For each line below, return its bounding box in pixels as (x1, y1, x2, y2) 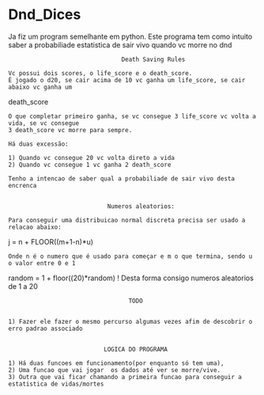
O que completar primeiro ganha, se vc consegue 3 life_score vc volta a (8, 112, 257, 120)
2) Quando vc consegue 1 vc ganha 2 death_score (8, 161, 172, 169)
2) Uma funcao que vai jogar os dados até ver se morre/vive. (8, 366, 221, 374)
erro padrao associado (8, 325, 83, 332)
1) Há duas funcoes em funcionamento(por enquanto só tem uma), (8, 359, 224, 367)
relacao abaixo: (8, 223, 62, 231)
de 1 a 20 (8, 281, 38, 291)
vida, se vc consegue (8, 119, 80, 127)
